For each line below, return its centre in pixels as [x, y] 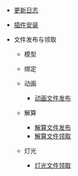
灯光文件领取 [52, 165]
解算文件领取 [52, 136]
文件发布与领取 [35, 39]
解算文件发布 [52, 127]
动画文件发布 [52, 98]
